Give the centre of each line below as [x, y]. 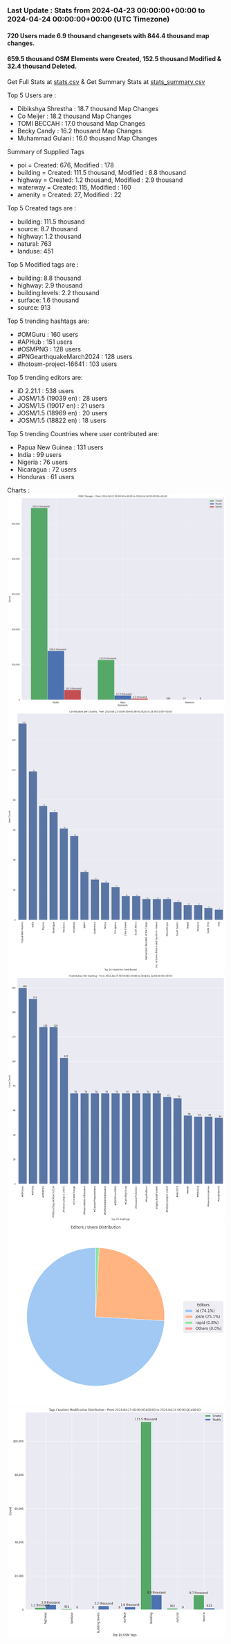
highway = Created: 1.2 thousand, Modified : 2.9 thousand [100, 180]
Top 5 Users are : [32, 95]
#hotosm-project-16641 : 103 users [67, 364]
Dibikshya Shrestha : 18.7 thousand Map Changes [88, 108]
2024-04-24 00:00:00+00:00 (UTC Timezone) [89, 19]
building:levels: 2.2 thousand [58, 292]
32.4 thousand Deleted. [42, 66]
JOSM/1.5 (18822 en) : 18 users [62, 420]
